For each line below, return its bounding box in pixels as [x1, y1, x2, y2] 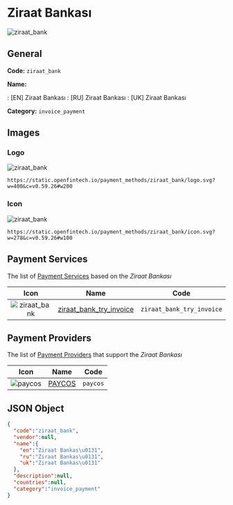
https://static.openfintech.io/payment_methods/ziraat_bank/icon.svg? [7, 228, 216, 235]
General [7, 48, 43, 60]
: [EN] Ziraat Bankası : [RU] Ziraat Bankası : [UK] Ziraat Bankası [7, 93, 187, 101]
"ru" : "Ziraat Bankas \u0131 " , [19, 453, 104, 460]
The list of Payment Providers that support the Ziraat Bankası [7, 351, 182, 359]
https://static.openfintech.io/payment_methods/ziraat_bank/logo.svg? [7, 177, 216, 184]
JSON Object [7, 402, 64, 414]
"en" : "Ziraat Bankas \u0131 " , [19, 447, 104, 454]
